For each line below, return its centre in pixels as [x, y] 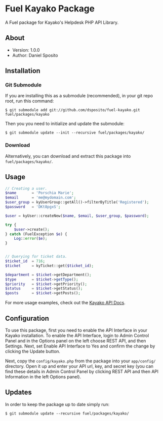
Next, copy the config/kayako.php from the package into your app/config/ [81, 361]
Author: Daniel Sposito [35, 55]
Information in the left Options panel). [43, 377]
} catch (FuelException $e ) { [36, 234]
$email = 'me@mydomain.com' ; [41, 198]
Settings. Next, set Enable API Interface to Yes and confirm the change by [80, 346]
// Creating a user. [26, 188]
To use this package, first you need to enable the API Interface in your [76, 330]
